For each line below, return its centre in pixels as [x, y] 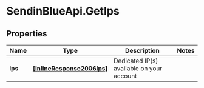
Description [142, 51]
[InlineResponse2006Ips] [70, 68]
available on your [138, 68]
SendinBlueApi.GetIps [63, 11]
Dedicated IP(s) [136, 61]
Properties [27, 34]
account [125, 76]
